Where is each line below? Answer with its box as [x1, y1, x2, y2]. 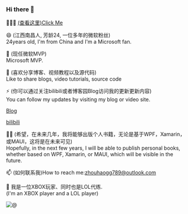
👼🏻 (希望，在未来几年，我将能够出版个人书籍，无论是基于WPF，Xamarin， [6, 131, 186, 138]
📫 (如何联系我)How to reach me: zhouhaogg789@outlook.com [6, 169, 156, 176]
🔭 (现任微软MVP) [6, 50, 47, 57]
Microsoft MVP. [6, 57, 44, 64]
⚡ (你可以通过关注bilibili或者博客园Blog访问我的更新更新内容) [6, 88, 152, 95]
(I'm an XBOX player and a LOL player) [6, 190, 99, 197]
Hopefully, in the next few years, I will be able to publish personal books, [6, 144, 180, 151]
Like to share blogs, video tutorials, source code [6, 75, 122, 82]
